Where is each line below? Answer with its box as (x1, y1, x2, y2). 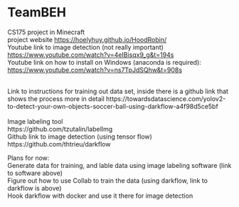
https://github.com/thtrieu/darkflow (7, 139, 111, 148)
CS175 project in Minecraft (7, 28, 85, 36)
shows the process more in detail (7, 94, 105, 103)
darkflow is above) (7, 184, 62, 192)
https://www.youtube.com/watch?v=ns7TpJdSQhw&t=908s (7, 65, 183, 74)
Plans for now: (7, 154, 50, 162)
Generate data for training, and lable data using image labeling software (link (7, 161, 232, 169)
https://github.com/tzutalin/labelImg (7, 124, 113, 133)
